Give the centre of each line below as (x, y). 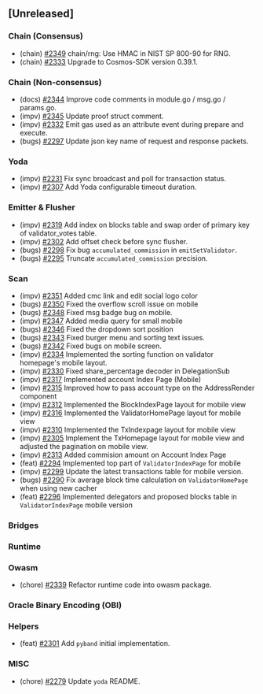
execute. (34, 132)
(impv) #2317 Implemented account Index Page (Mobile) (110, 379)
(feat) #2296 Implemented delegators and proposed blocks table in (128, 496)
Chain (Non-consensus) (55, 82)
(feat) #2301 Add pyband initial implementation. (95, 644)
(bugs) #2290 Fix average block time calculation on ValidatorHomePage (134, 480)
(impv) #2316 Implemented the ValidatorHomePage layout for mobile (130, 413)
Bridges (24, 525)
